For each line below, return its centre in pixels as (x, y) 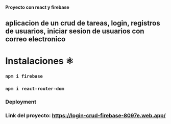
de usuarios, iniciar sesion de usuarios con (75, 31)
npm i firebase (24, 76)
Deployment (21, 102)
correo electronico (35, 39)
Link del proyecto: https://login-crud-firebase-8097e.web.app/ (86, 115)
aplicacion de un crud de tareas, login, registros (83, 23)
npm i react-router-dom (35, 89)
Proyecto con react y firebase (38, 7)
